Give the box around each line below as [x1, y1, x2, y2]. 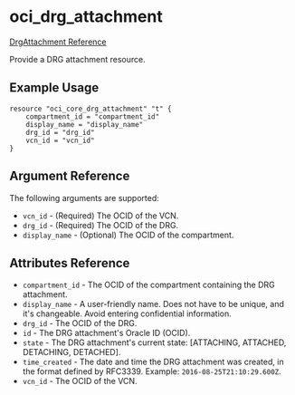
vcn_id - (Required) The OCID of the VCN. [22, 210, 179, 221]
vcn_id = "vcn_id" [25, 136, 95, 145]
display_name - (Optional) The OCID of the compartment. [22, 229, 234, 240]
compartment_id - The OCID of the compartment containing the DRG [22, 279, 276, 291]
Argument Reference [9, 169, 130, 184]
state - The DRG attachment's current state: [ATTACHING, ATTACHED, [22, 337, 287, 348]
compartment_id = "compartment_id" [25, 111, 160, 121]
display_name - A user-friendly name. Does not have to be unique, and [22, 299, 285, 310]
